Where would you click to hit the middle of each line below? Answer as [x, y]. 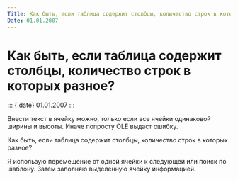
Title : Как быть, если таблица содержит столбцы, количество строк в [112, 14]
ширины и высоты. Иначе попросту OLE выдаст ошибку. [93, 126]
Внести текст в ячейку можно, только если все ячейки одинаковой [109, 119]
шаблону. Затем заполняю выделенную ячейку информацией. [102, 169]
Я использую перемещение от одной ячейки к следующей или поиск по [117, 162]
